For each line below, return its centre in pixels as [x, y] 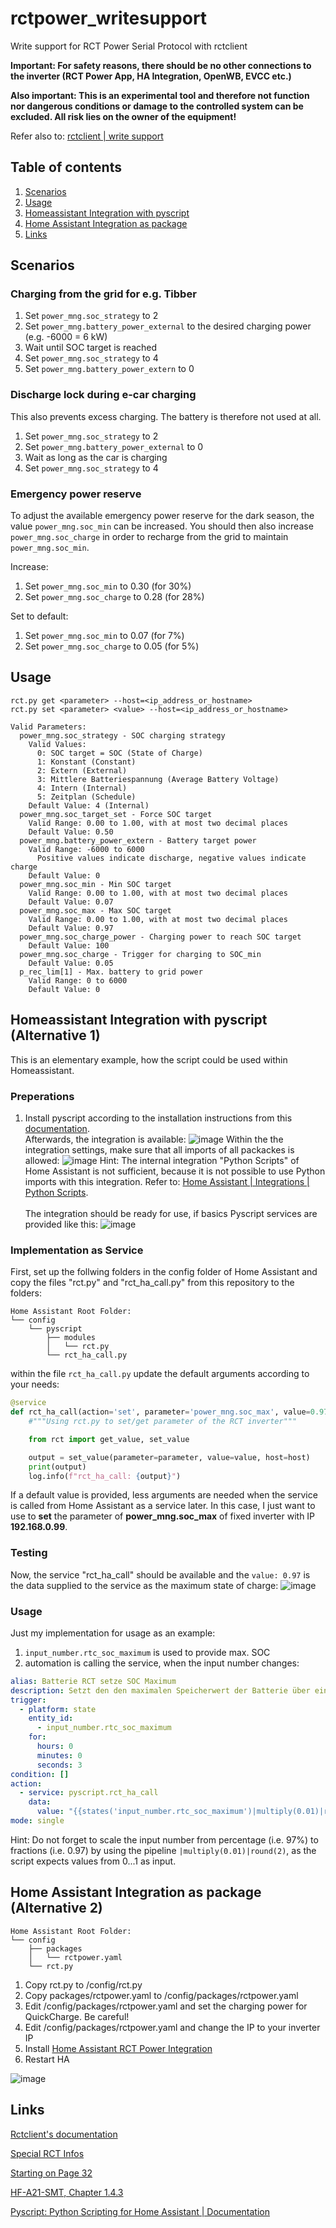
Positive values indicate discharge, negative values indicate [171, 858]
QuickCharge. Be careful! [77, 2016]
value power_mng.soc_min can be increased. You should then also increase [162, 526]
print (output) [57, 1467]
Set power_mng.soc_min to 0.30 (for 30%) [108, 586]
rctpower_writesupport [109, 18]
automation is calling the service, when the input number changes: [162, 1663]
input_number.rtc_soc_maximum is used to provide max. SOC [147, 1652]
